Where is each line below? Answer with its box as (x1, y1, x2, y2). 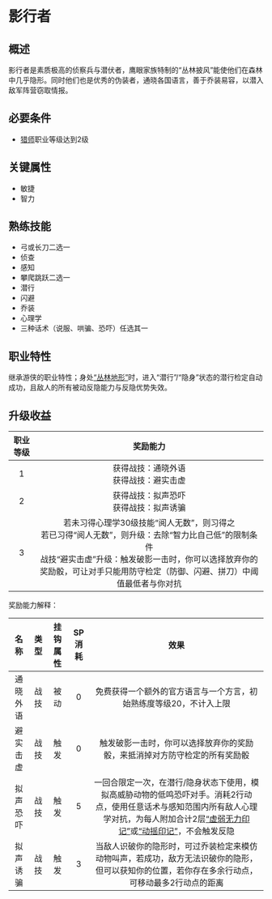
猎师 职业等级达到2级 (19, 134, 89, 144)
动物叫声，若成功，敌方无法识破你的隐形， (96, 853, 258, 864)
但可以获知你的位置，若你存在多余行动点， (96, 865, 258, 876)
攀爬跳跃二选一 (19, 273, 70, 283)
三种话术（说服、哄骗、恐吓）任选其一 (19, 323, 148, 333)
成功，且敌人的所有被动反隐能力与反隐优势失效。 (8, 382, 172, 393)
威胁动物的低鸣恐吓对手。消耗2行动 (117, 789, 253, 800)
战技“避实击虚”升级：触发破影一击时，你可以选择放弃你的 (40, 554, 259, 565)
